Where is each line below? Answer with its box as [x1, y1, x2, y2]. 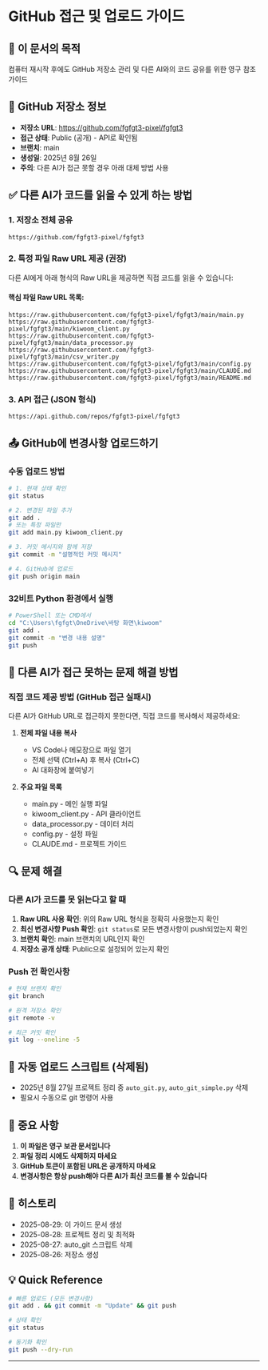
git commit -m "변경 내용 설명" [8, 634, 106, 642]
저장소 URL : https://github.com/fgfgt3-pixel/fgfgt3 [19, 122, 183, 132]
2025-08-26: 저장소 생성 [19, 1249, 100, 1259]
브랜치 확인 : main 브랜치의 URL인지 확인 [19, 934, 145, 943]
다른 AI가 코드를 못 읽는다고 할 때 [8, 894, 126, 905]
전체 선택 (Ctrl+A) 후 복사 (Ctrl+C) [31, 755, 140, 765]
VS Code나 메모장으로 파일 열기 [31, 745, 132, 755]
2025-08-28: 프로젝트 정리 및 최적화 [19, 1229, 136, 1239]
